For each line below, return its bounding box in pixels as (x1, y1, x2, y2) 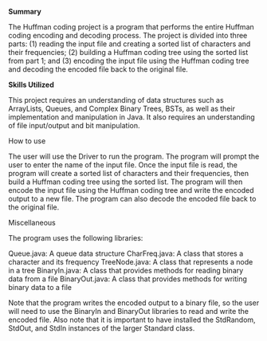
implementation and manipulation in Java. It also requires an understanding (8, 112, 255, 122)
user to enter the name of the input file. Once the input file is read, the (8, 160, 238, 170)
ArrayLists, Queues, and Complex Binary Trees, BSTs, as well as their (8, 104, 235, 113)
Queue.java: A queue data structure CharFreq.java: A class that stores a (8, 249, 244, 258)
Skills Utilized (8, 80, 54, 89)
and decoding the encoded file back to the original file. (8, 65, 189, 74)
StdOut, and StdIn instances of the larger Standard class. (8, 323, 195, 333)
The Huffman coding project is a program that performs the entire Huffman (8, 22, 255, 31)
